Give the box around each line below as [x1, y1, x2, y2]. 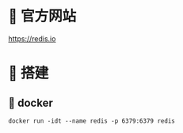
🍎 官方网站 [8, 7, 77, 25]
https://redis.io [8, 33, 56, 44]
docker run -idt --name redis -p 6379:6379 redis [8, 116, 176, 125]
